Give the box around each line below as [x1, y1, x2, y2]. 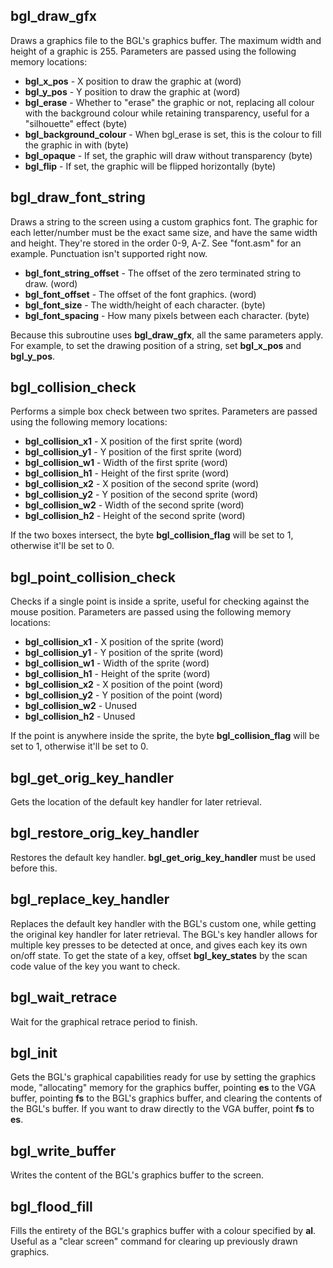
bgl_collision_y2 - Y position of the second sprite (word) [24, 489, 259, 501]
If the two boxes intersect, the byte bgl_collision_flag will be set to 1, [10, 529, 294, 541]
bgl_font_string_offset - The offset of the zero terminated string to [24, 267, 302, 279]
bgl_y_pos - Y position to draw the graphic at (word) [24, 85, 241, 98]
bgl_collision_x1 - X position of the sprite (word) [24, 636, 225, 648]
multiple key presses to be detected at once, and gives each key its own [10, 939, 308, 951]
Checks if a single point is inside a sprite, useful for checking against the [10, 595, 310, 608]
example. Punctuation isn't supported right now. [10, 247, 208, 259]
